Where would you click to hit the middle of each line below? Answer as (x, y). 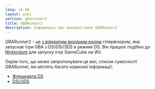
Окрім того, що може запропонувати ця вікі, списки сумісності (71, 62)
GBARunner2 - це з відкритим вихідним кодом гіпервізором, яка (72, 42)
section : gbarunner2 (26, 19)
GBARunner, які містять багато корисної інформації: (59, 67)
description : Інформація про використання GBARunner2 (61, 28)
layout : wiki (18, 14)
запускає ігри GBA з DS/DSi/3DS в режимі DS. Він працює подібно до (78, 47)
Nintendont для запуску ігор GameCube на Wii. (53, 52)
